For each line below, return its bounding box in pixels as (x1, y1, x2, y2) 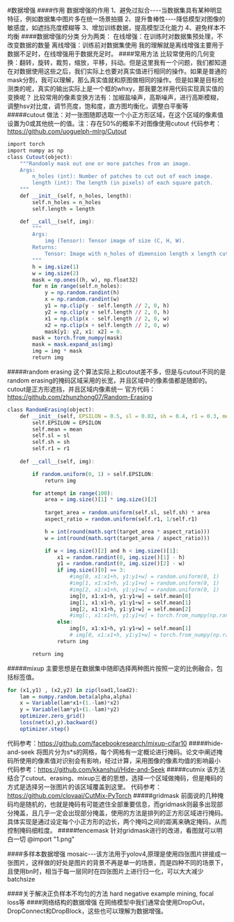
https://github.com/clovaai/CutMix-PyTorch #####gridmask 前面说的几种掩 (7, 791, 224, 799)
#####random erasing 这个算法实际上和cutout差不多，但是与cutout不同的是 (7, 367, 226, 376)
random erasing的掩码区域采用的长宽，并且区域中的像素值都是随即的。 (7, 376, 211, 385)
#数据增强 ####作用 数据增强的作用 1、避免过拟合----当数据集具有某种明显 (7, 6, 223, 14)
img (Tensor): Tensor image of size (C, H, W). (44, 238, 186, 245)
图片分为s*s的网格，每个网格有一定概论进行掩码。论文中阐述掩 (42, 748, 223, 756)
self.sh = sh (32, 438, 70, 446)
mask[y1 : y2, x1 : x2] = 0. (44, 328, 123, 335)
